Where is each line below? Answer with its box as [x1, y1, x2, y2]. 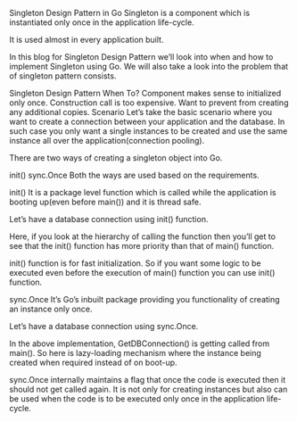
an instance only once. [9, 303, 93, 314]
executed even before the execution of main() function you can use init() [9, 268, 276, 277]
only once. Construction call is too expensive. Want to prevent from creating [9, 97, 289, 108]
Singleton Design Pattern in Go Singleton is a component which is [9, 8, 251, 18]
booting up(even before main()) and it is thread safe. [9, 196, 202, 207]
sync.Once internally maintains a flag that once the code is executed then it [9, 375, 286, 385]
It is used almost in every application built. [9, 35, 164, 45]
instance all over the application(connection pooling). [9, 136, 205, 145]
